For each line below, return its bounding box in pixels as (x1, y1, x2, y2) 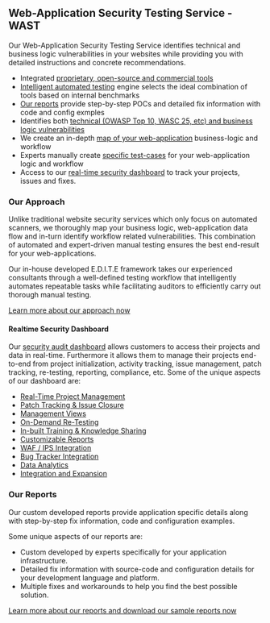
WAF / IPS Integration (19, 443, 92, 453)
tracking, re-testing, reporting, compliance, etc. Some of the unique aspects (8, 368, 261, 377)
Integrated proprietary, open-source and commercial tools (19, 73, 214, 83)
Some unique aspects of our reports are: (8, 531, 143, 541)
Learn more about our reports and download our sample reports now (8, 605, 237, 615)
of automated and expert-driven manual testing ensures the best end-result (8, 240, 260, 250)
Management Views (19, 409, 87, 418)
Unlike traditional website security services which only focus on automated (8, 214, 258, 224)
